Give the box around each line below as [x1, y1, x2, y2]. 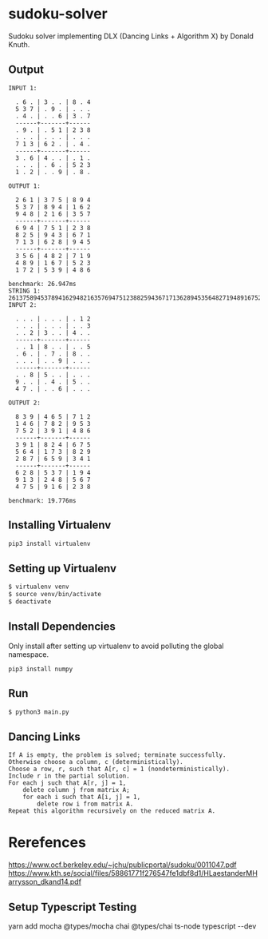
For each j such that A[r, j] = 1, [8, 779, 127, 787]
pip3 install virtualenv [8, 539, 91, 547]
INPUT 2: [8, 300, 37, 308]
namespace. [8, 649, 49, 659]
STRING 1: [8, 287, 41, 295]
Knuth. [8, 39, 30, 49]
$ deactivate [8, 598, 52, 606]
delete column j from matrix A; [22, 786, 130, 794]
